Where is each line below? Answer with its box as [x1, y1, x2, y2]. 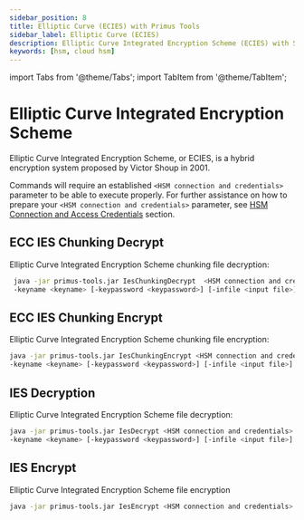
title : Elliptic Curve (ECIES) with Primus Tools [9, 22, 201, 31]
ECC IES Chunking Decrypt [9, 235, 165, 250]
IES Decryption [9, 385, 96, 400]
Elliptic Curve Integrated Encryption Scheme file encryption [9, 484, 231, 495]
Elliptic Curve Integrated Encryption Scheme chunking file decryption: [9, 259, 270, 270]
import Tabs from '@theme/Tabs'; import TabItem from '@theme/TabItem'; [9, 72, 288, 82]
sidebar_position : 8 [9, 13, 88, 23]
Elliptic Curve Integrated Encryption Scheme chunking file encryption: [9, 334, 270, 345]
